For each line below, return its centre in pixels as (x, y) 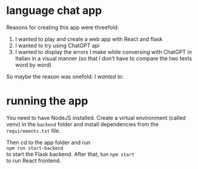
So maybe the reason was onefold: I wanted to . (65, 76)
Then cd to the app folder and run (48, 142)
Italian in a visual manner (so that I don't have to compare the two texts (104, 58)
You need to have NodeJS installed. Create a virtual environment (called (96, 118)
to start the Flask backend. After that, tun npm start (71, 154)
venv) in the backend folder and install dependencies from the (83, 124)
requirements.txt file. (33, 130)
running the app (47, 101)
